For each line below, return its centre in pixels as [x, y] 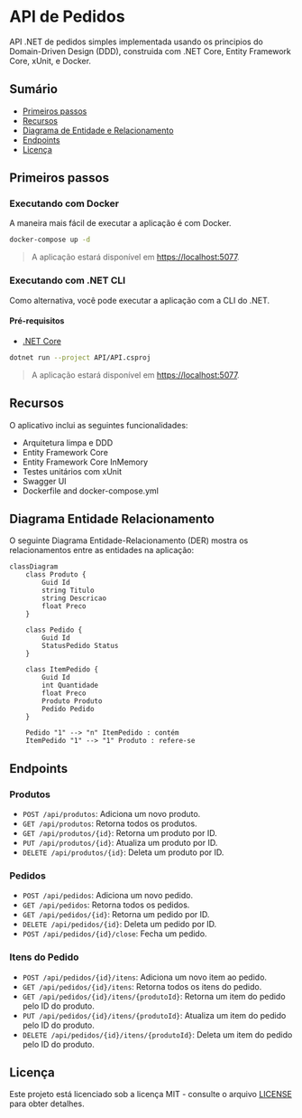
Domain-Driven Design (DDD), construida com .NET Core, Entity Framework [150, 51]
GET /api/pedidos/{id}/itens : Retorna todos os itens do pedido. [142, 986]
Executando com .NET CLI [68, 280]
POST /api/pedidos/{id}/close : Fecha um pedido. [114, 934]
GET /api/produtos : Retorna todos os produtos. [110, 823]
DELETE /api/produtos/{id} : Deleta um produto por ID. [123, 852]
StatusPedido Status [80, 646]
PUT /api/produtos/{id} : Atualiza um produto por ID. [120, 843]
